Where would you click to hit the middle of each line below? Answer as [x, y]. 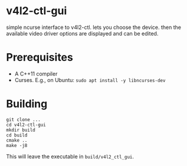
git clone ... [24, 119]
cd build [17, 135]
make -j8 [17, 145]
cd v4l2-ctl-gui [26, 125]
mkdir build [21, 130]
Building [27, 104]
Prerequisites [40, 58]
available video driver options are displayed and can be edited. [82, 33]
